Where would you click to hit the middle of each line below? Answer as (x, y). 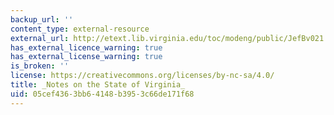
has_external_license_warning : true (86, 57)
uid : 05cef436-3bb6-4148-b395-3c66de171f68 (102, 94)
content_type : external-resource (80, 29)
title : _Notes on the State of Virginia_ (98, 85)
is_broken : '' (40, 66)
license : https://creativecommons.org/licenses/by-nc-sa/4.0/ (142, 76)
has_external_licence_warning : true (86, 47)
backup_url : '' (42, 19)
